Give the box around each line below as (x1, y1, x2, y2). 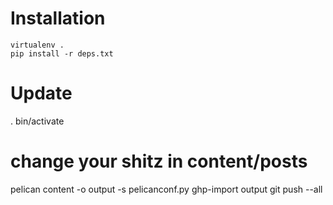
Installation (10, 7, 106, 30)
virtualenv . (10, 40, 65, 50)
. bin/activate (10, 115, 65, 127)
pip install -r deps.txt (10, 48, 114, 59)
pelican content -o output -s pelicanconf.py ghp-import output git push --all (10, 183, 323, 195)
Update (10, 82, 73, 105)
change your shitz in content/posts (10, 150, 308, 173)
